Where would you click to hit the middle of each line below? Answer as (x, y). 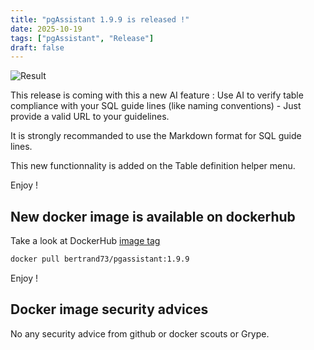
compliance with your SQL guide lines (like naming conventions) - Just (156, 106)
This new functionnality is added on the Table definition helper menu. (153, 166)
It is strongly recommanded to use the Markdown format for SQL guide (156, 136)
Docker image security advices (109, 309)
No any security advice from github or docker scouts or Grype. (140, 333)
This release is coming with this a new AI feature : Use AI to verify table (157, 95)
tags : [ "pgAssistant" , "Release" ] (82, 38)
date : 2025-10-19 (46, 29)
